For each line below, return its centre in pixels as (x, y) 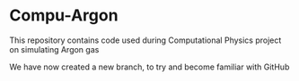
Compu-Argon (64, 16)
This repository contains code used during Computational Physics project (145, 40)
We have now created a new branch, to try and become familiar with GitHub (149, 67)
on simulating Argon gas (54, 49)
